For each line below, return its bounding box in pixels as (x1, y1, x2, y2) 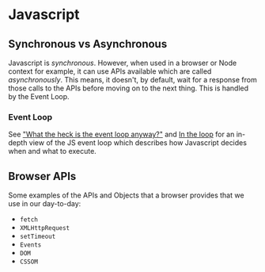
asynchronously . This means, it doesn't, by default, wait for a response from (8, 75, 257, 84)
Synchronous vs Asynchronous (8, 37, 168, 51)
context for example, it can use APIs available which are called (8, 67, 212, 76)
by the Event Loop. (8, 92, 70, 101)
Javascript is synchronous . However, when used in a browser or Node (8, 58, 237, 67)
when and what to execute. (8, 147, 97, 156)
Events (19, 241, 42, 249)
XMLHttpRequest (19, 224, 70, 232)
